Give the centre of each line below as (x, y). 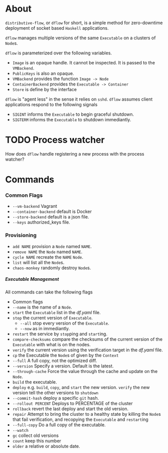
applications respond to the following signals (51, 104)
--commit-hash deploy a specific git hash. (56, 398)
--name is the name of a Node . (42, 307)
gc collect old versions (36, 435)
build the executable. (35, 382)
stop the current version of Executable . (52, 318)
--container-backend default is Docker (52, 211)
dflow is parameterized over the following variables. (58, 53)
